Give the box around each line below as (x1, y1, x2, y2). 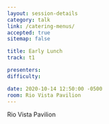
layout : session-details (7, 10, 78, 17)
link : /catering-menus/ (7, 23, 75, 29)
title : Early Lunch (7, 48, 63, 55)
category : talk (7, 16, 51, 23)
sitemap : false (7, 36, 51, 42)
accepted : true (7, 29, 51, 36)
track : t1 (7, 54, 36, 62)
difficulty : (7, 73, 41, 79)
